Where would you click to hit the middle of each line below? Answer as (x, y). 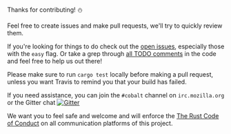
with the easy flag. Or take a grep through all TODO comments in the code (112, 54)
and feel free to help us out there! (54, 61)
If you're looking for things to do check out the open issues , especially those (116, 46)
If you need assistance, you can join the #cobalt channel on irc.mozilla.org (116, 95)
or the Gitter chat (31, 103)
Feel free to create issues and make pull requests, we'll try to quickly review (115, 26)
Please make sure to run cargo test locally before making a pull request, (110, 74)
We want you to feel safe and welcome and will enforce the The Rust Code (113, 116)
